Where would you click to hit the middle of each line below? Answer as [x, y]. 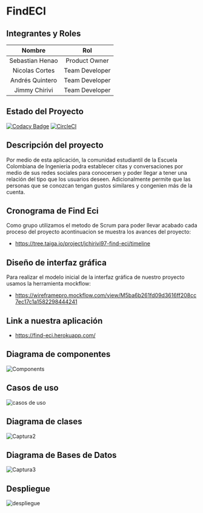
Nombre [34, 51]
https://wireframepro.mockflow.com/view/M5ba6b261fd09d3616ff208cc [106, 295]
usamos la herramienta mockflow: [48, 284]
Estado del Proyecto [45, 112]
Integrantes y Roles [44, 34]
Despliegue [28, 488]
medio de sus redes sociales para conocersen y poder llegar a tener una [97, 172]
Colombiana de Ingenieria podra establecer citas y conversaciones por [95, 166]
